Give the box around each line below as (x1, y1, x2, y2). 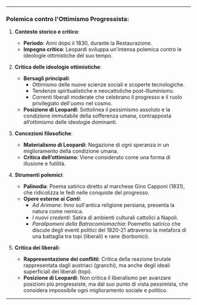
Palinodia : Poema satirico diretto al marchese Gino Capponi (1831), (23, 183, 185, 190)
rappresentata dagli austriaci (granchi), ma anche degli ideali (23, 262, 170, 269)
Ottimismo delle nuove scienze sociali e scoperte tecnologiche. (32, 81, 185, 88)
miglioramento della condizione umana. (23, 148, 119, 155)
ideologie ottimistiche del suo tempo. (23, 52, 113, 59)
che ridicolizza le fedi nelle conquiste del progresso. (23, 189, 150, 196)
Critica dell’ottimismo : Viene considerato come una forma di (23, 154, 171, 161)
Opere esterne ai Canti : (23, 195, 81, 203)
